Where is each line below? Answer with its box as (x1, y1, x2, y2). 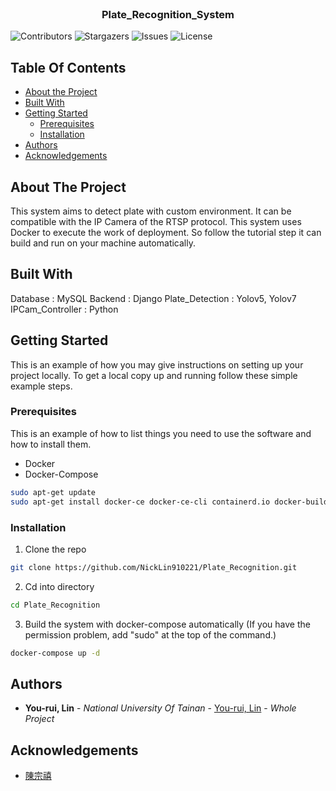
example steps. (10, 380, 73, 392)
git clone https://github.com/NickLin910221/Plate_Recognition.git (10, 562, 298, 572)
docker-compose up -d (10, 648, 101, 658)
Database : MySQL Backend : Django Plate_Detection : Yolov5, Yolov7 (10, 292, 297, 304)
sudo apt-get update (10, 487, 97, 497)
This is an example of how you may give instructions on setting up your (10, 358, 304, 371)
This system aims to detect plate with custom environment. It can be (10, 205, 292, 217)
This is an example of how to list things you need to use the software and (10, 427, 312, 439)
